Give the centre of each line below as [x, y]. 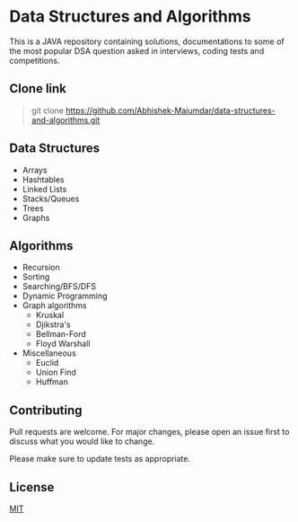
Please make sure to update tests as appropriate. [100, 459]
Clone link [38, 88]
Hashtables [43, 179]
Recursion [41, 268]
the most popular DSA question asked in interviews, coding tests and [137, 50]
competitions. [35, 60]
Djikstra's [53, 324]
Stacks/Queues [51, 199]
